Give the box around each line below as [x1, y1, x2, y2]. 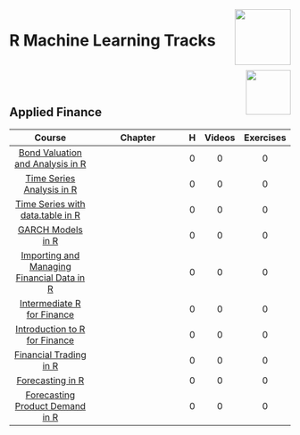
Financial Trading [13, 348, 87, 361]
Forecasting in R [16, 374, 85, 387]
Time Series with [14, 197, 86, 210]
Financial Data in [15, 272, 86, 284]
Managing [29, 260, 71, 272]
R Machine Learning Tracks [9, 30, 216, 51]
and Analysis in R [14, 157, 87, 170]
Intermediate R [19, 297, 82, 309]
